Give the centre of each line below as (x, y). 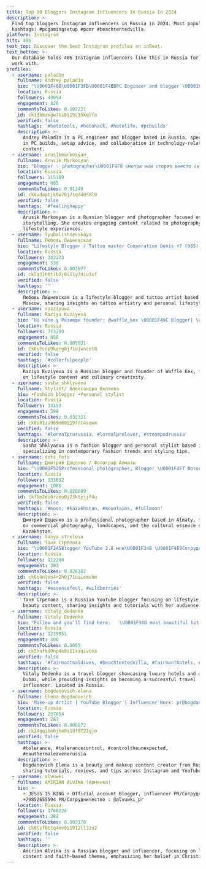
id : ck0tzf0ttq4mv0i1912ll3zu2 (57, 828)
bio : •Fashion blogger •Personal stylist (71, 394)
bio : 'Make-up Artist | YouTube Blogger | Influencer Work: (96, 702)
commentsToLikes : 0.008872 (52, 725)
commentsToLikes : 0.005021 (52, 343)
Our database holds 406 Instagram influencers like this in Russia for (105, 58)
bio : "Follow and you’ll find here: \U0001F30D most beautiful (103, 623)
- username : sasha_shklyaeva (49, 383)
